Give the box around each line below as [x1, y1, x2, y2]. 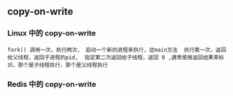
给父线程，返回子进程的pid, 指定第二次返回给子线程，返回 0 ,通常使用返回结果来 [7, 53, 219, 61]
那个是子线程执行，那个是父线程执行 [17, 61, 108, 68]
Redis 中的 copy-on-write [7, 79, 97, 89]
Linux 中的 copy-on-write [7, 28, 97, 38]
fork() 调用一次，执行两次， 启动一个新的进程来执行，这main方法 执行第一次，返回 [7, 46, 227, 53]
